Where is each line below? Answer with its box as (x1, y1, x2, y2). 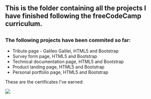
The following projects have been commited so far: (5, 36, 131, 43)
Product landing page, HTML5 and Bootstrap (12, 64, 105, 70)
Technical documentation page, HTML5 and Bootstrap (12, 58, 124, 64)
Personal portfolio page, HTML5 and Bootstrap (12, 69, 109, 75)
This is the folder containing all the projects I (5, 4, 146, 12)
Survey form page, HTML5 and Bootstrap (12, 53, 97, 59)
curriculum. (5, 19, 42, 28)
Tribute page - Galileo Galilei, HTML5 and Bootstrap (12, 48, 119, 54)
